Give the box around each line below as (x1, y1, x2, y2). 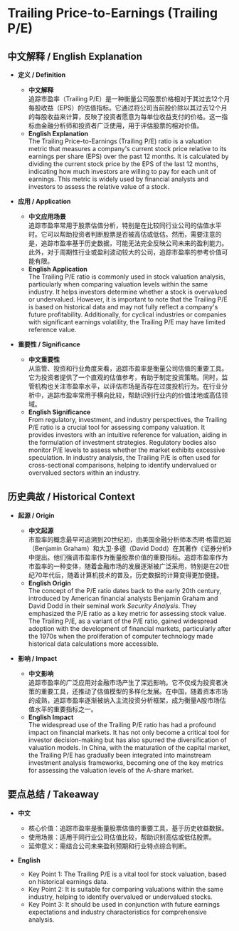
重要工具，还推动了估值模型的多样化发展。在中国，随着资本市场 (41, 686, 228, 696)
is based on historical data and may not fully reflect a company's (28, 303, 218, 311)
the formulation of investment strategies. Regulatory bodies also (28, 438, 217, 446)
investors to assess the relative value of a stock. (28, 182, 169, 190)
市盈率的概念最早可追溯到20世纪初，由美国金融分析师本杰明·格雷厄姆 (28, 535, 231, 543)
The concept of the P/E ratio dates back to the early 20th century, (28, 586, 222, 595)
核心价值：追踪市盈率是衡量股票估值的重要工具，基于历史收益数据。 (28, 823, 228, 832)
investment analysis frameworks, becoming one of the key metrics (28, 758, 224, 767)
